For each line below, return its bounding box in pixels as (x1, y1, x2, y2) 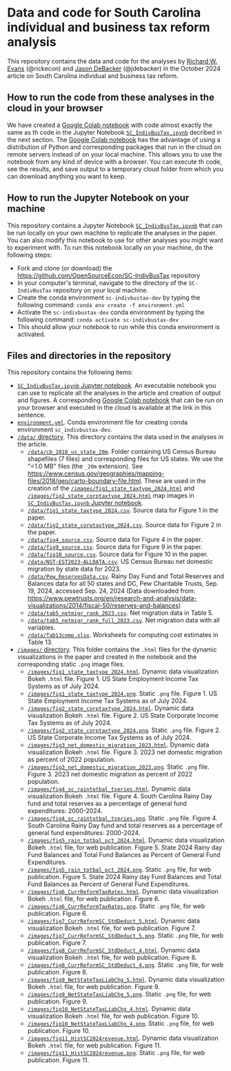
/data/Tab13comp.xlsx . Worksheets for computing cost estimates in (27, 631, 219, 639)
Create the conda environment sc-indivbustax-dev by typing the (17, 293, 201, 302)
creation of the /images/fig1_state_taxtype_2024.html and (27, 484, 195, 493)
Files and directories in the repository (7, 350, 172, 362)
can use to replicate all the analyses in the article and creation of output (17, 389, 221, 397)
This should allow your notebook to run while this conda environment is (17, 322, 220, 331)
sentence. (17, 411, 46, 419)
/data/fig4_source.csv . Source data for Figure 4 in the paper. (27, 535, 203, 544)
